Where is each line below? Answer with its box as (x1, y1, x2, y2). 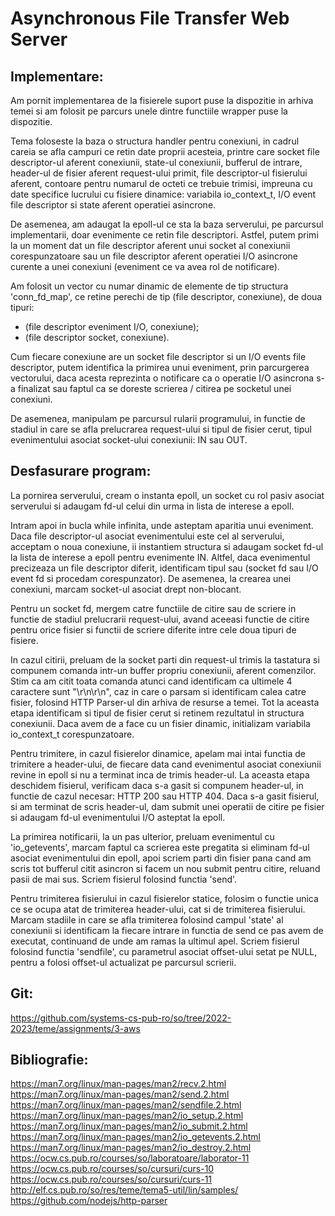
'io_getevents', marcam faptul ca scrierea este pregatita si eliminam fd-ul (10, 841, 310, 853)
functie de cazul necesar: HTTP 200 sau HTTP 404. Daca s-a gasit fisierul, (10, 790, 320, 802)
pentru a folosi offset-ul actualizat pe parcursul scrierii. (10, 956, 237, 968)
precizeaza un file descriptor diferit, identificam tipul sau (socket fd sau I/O (10, 562, 319, 574)
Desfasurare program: (10, 463, 152, 480)
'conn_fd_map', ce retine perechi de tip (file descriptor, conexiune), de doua (10, 291, 323, 302)
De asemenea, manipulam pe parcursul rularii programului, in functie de (10, 413, 306, 424)
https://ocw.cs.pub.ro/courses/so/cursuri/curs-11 (10, 1173, 213, 1186)
